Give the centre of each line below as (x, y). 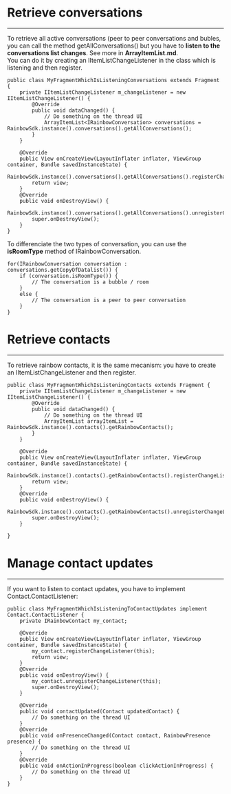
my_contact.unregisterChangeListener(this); (97, 681)
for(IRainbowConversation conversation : (67, 264)
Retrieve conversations (75, 13)
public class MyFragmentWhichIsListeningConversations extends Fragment (113, 80)
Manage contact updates (80, 563)
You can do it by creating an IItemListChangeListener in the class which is (112, 60)
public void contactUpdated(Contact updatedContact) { (100, 711)
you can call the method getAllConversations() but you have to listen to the (114, 46)
